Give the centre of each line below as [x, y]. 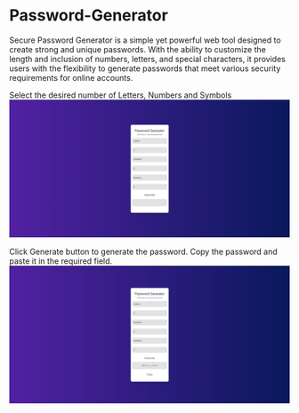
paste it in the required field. [61, 261]
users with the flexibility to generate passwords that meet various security [145, 68]
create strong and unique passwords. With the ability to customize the [138, 49]
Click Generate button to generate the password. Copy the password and [143, 251]
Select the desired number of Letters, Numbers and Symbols [121, 95]
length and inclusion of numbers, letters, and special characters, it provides [148, 59]
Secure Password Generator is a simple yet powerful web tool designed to [145, 40]
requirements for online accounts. [71, 77]
